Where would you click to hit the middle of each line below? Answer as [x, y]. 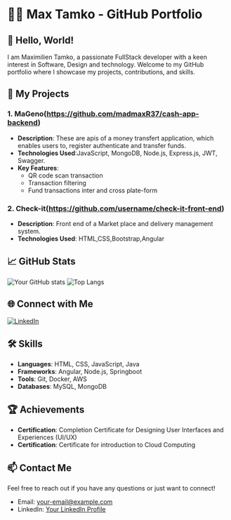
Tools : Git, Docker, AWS [52, 379]
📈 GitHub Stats [41, 261]
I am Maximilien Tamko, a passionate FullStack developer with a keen [107, 57]
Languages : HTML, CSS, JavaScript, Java [78, 364]
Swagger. [31, 160]
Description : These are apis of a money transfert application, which [115, 138]
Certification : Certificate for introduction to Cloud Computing [106, 445]
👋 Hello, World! [41, 40]
